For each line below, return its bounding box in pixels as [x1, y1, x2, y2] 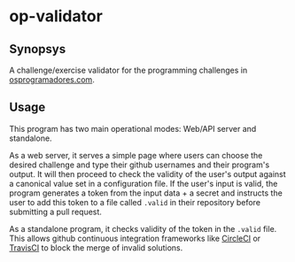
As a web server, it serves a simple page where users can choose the [9, 150, 263, 160]
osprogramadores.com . [9, 74, 95, 85]
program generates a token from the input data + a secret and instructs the [9, 188, 283, 198]
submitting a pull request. [9, 206, 102, 217]
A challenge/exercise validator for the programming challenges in [9, 65, 248, 75]
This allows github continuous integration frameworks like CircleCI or [9, 233, 261, 243]
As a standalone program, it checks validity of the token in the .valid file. [9, 223, 277, 234]
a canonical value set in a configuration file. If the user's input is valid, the [9, 178, 278, 189]
